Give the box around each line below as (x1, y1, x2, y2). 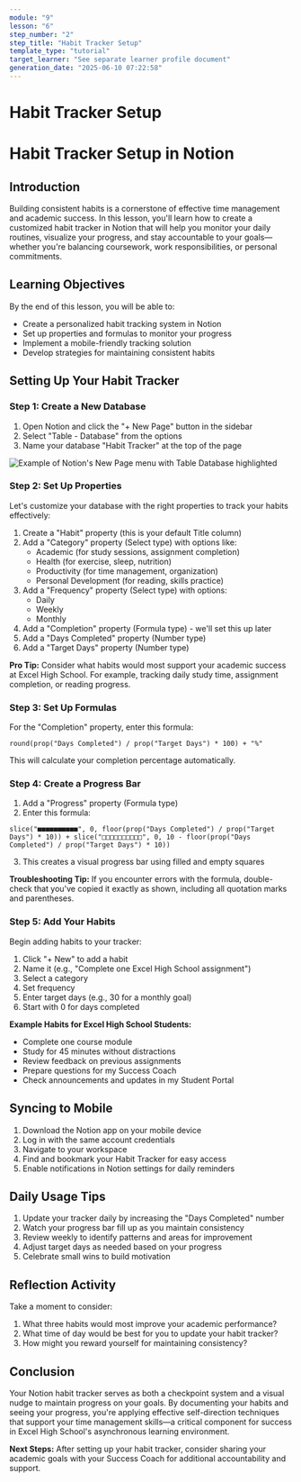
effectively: (9, 510, 51, 521)
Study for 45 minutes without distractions (22, 1046, 176, 1057)
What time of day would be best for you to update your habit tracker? (22, 1328, 279, 1339)
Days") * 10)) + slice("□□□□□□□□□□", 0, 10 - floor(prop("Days (9, 832, 252, 842)
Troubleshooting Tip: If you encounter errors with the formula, (9, 874, 243, 885)
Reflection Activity (9, 1277, 117, 1293)
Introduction (9, 179, 81, 195)
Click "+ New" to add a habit (22, 953, 128, 964)
